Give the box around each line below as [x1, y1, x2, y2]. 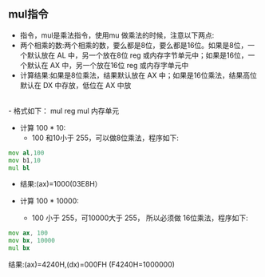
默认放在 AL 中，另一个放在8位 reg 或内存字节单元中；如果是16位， [26, 50, 248, 60]
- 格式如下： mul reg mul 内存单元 [8, 106, 120, 115]
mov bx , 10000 [8, 237, 56, 245]
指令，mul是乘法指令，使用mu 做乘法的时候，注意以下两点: [19, 30, 215, 40]
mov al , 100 [8, 149, 45, 157]
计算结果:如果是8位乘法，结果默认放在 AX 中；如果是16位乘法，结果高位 [19, 70, 257, 80]
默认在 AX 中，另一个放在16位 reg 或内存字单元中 [26, 60, 189, 70]
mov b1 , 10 [8, 156, 42, 164]
